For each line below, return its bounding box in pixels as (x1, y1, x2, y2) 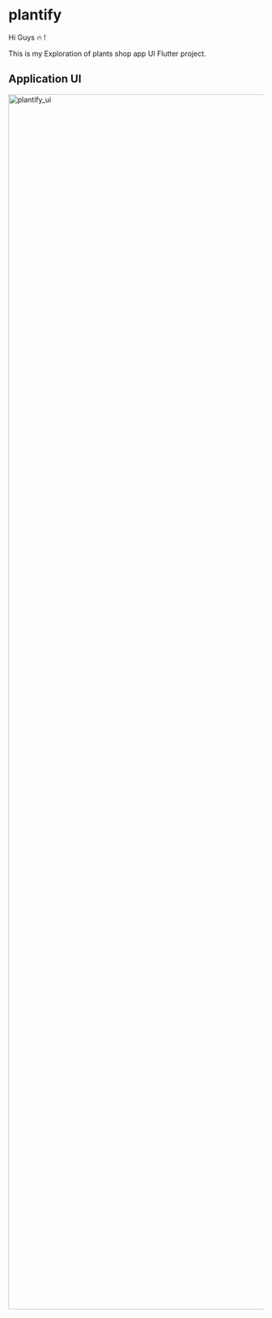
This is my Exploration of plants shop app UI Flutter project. (8, 49, 206, 58)
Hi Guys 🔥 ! (8, 32, 46, 42)
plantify (8, 6, 62, 24)
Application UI (8, 72, 82, 86)
